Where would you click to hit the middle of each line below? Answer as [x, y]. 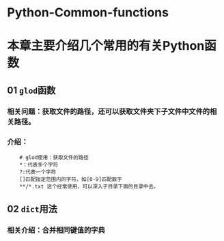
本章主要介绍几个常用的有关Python [106, 46]
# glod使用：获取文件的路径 [54, 157]
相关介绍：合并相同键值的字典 [56, 230]
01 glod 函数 [31, 90]
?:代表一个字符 [38, 172]
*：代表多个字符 [39, 165]
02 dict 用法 [32, 209]
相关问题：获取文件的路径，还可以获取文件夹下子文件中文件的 [109, 111]
